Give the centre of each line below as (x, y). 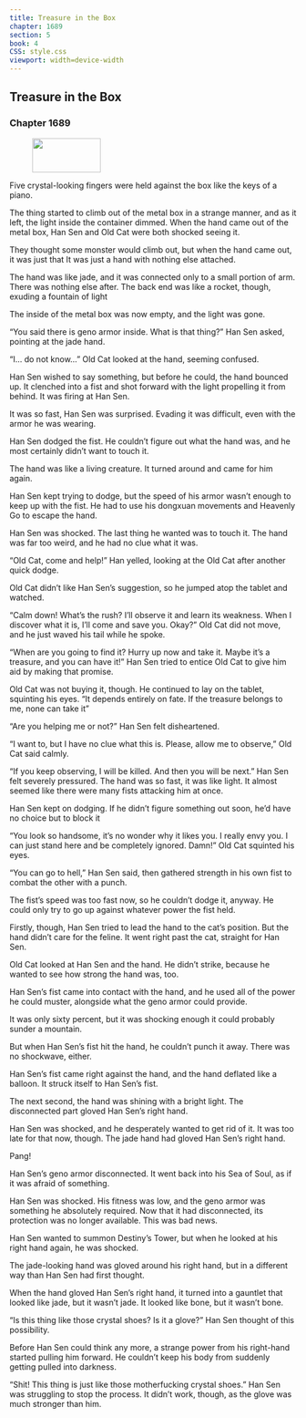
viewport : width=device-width (67, 60)
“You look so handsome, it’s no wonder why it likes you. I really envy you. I (149, 835)
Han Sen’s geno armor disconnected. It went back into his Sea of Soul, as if (151, 1174)
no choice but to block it (55, 818)
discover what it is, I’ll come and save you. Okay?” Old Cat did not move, (145, 625)
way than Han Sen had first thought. (77, 1275)
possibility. (30, 1330)
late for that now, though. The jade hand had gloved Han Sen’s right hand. (148, 1138)
